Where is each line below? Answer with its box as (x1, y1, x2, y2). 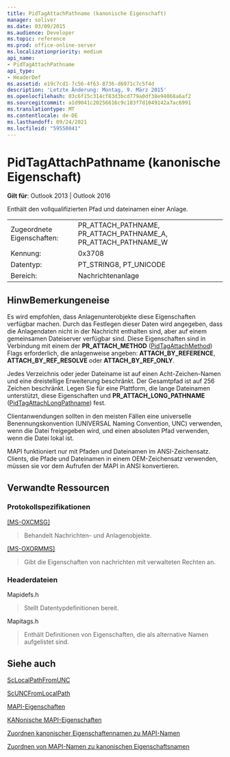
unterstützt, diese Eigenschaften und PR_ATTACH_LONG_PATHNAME (7, 392, 205, 400)
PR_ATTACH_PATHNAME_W (77, 237, 168, 247)
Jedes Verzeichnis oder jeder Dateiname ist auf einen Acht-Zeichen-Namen (7, 370, 221, 378)
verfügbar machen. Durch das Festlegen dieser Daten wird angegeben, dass (7, 320, 223, 328)
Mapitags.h (7, 617, 39, 625)
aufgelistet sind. (23, 638, 70, 646)
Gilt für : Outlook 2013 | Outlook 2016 (7, 191, 111, 200)
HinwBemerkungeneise (7, 294, 110, 306)
